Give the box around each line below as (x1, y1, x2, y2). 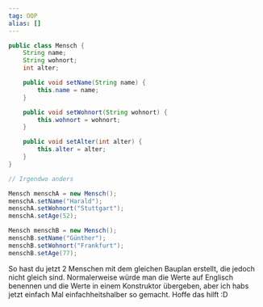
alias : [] (8, 19, 42, 27)
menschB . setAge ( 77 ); (8, 249, 78, 257)
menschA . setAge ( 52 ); (8, 212, 78, 221)
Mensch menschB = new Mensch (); (8, 227, 117, 235)
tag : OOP (8, 11, 38, 20)
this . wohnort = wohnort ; (37, 116, 121, 124)
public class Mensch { (8, 41, 85, 49)
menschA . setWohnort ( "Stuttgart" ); (8, 204, 125, 212)
